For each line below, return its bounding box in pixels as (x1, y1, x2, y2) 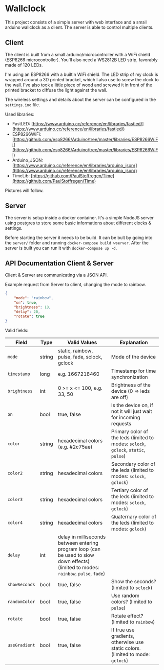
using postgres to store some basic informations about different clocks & (5, 220, 151, 226)
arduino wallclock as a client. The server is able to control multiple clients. (5, 24, 154, 30)
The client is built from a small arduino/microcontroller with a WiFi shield (5, 51, 150, 57)
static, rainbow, (58, 347, 93, 354)
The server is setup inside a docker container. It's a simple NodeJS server (5, 215, 154, 220)
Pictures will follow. (5, 187, 44, 193)
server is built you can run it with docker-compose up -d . (5, 245, 117, 251)
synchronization (111, 373, 148, 380)
